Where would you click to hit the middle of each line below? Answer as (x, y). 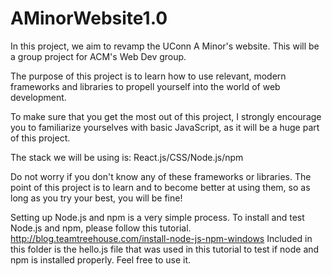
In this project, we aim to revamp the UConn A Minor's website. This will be (165, 46)
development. (38, 97)
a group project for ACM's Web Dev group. (98, 56)
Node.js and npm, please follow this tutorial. (101, 228)
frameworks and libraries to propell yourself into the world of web (145, 86)
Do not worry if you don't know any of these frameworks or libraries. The (161, 176)
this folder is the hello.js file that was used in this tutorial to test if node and (165, 249)
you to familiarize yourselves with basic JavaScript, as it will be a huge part (165, 127)
